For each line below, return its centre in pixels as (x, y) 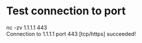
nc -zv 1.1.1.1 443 (27, 27)
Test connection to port (66, 11)
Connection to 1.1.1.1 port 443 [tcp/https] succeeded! (71, 33)
